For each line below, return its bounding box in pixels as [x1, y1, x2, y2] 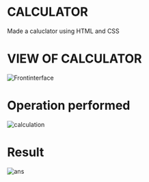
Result [7, 145, 44, 160]
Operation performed [7, 98, 131, 113]
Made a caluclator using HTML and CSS [7, 27, 120, 35]
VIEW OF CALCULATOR [7, 51, 142, 67]
